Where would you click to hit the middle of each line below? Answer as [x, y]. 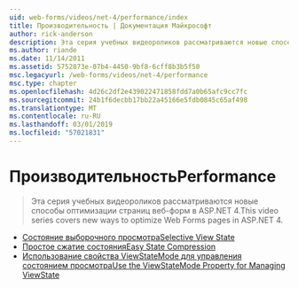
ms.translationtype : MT [53, 108]
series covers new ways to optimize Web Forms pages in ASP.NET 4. [157, 220]
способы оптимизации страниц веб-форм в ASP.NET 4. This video [155, 210]
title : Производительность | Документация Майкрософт [111, 26]
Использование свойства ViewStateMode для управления [132, 256]
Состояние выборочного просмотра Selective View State [128, 237]
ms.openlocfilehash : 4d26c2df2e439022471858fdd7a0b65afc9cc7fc [129, 91]
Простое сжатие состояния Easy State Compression [119, 246]
